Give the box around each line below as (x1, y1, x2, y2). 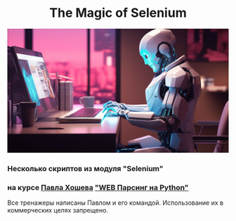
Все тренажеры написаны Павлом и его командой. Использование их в (7, 198, 223, 207)
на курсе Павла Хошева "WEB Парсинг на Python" (7, 182, 189, 192)
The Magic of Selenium (48, 5, 188, 21)
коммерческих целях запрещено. (7, 206, 109, 215)
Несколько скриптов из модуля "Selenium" (7, 163, 164, 173)
